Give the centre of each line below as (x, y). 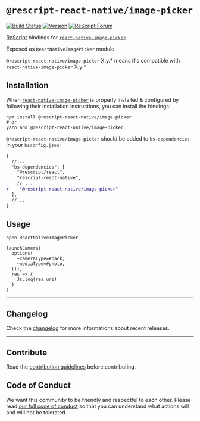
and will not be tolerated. (37, 412)
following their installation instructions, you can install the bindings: (88, 106)
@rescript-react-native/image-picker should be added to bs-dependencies (98, 138)
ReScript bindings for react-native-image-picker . (67, 37)
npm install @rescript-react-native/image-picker (69, 117)
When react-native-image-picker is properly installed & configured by (93, 99)
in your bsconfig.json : (34, 145)
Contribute (27, 352)
